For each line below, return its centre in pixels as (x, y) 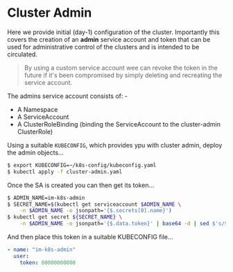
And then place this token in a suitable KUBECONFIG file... (90, 237)
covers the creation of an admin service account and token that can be (109, 39)
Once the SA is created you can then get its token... (81, 185)
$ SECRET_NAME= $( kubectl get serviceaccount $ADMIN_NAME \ (94, 204)
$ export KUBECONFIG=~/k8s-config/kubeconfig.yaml (82, 165)
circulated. (23, 54)
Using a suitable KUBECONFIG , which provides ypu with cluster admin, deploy (115, 145)
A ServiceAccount (43, 117)
